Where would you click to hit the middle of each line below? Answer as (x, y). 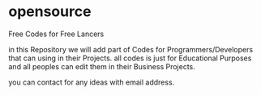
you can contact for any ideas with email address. (92, 82)
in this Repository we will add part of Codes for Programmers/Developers (131, 49)
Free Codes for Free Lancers (56, 34)
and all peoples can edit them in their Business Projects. (102, 66)
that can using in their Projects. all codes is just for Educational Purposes (130, 58)
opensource (50, 12)
